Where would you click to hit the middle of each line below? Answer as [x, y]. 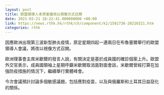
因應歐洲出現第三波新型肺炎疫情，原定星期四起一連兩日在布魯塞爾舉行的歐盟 [82, 43]
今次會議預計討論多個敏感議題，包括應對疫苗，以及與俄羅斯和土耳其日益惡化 [82, 82]
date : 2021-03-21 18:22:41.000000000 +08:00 [51, 19]
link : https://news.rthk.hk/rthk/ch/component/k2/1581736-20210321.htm [79, 23]
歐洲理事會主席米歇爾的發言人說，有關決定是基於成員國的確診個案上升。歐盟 [82, 59]
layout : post [18, 10]
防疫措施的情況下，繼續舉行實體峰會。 [48, 71]
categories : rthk [23, 28]
